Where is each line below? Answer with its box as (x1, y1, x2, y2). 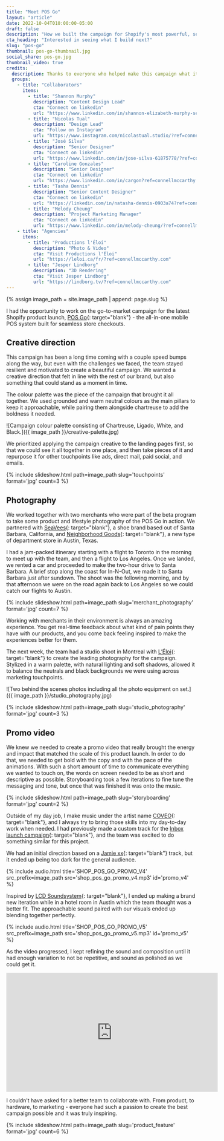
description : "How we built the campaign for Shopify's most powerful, (6, 31, 190, 38)
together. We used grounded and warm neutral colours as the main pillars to (6, 397, 196, 405)
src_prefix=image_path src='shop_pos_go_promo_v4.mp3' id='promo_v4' (6, 874, 189, 881)
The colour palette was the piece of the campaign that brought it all (6, 391, 174, 398)
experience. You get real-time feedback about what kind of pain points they (6, 624, 194, 631)
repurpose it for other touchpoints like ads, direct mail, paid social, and (6, 453, 182, 460)
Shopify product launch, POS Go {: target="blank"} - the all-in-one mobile (6, 313, 188, 321)
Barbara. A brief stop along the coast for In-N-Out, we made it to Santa (6, 568, 183, 575)
